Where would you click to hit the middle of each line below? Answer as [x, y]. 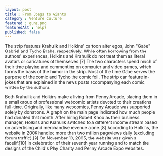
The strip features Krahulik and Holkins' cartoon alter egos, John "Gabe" [78, 46]
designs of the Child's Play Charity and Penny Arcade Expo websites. [75, 148]
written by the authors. [28, 87]
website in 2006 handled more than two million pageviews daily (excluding [80, 133]
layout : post [18, 9]
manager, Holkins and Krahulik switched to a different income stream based [81, 122]
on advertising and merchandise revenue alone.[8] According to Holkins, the [81, 128]
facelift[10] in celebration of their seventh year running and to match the [77, 143]
